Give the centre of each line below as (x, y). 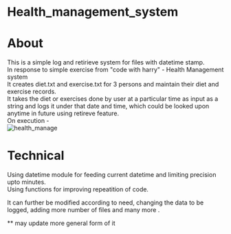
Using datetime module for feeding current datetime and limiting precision (112, 175)
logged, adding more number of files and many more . (84, 210)
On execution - (28, 121)
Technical (36, 156)
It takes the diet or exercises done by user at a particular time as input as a (113, 99)
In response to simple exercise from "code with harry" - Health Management (115, 70)
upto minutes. (26, 182)
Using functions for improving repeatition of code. (78, 189)
